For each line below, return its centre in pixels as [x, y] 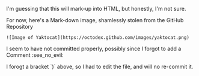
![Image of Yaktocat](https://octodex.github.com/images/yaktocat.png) [98, 38]
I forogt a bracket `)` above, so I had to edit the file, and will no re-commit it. [100, 66]
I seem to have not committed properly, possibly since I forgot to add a [94, 48]
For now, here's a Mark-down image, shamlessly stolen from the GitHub [95, 20]
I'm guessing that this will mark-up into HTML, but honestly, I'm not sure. [96, 9]
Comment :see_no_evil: [35, 55]
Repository [20, 27]
